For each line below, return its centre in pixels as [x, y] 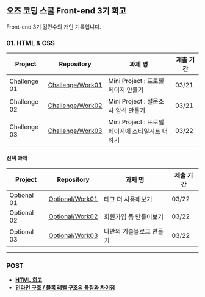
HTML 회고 [29, 280]
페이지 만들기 [126, 90]
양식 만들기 [131, 110]
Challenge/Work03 [75, 131]
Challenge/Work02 [75, 106]
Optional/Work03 [73, 235]
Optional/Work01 [73, 199]
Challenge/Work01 [75, 85]
